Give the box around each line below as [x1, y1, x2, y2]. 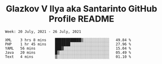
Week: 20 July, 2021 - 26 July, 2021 [5, 29, 81, 34]
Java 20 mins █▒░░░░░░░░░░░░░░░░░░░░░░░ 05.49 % [5, 50, 131, 55]
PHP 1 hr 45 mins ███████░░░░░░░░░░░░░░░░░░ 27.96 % [5, 42, 131, 46]
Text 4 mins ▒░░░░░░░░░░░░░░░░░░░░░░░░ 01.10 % [5, 54, 131, 59]
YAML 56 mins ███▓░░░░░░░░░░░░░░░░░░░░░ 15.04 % [5, 46, 131, 51]
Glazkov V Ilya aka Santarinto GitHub [5, 3, 158, 14]
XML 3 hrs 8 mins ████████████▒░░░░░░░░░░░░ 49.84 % [5, 37, 131, 43]
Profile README [49, 13, 114, 24]
